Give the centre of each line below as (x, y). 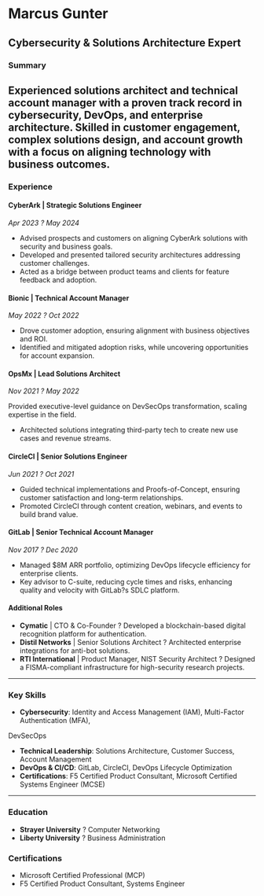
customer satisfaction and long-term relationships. (101, 497)
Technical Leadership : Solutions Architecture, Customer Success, (127, 751)
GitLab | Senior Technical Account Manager (81, 533)
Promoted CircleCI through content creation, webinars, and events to (131, 506)
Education (28, 813)
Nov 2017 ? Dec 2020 (43, 549)
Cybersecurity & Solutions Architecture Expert (125, 43)
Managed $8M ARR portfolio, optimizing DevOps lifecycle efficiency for (135, 565)
